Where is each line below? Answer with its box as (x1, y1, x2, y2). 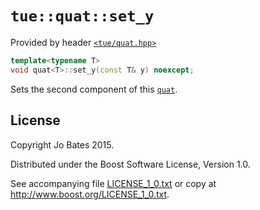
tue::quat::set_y (10, 7, 155, 26)
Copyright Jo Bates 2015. (10, 138, 115, 151)
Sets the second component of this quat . (10, 83, 178, 95)
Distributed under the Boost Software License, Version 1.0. (10, 158, 251, 170)
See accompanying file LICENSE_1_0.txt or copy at (10, 177, 217, 189)
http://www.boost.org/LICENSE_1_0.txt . (10, 188, 170, 200)
